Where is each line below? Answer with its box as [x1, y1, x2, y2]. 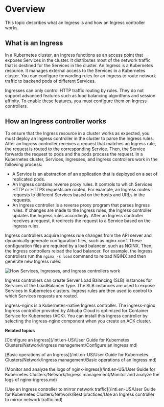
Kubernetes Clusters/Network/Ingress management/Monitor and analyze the [5, 371, 160, 377]
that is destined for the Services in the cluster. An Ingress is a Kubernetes [5, 62, 153, 68]
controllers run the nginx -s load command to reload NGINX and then [5, 253, 146, 259]
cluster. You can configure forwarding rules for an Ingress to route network [5, 72, 156, 79]
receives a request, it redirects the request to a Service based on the [12, 218, 151, 224]
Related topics [5, 327, 35, 333]
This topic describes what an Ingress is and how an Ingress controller [5, 20, 145, 25]
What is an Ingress [5, 39, 63, 47]
